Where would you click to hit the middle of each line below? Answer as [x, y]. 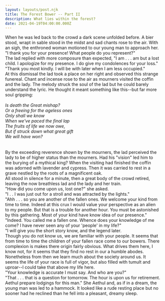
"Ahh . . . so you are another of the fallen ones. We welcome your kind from [81, 199]
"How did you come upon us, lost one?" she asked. [57, 189]
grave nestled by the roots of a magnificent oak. [54, 173]
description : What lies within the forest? [50, 19]
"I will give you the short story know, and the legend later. [63, 231]
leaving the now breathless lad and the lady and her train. [63, 184]
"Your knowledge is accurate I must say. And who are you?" [66, 272]
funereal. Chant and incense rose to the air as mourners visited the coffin [79, 79]
